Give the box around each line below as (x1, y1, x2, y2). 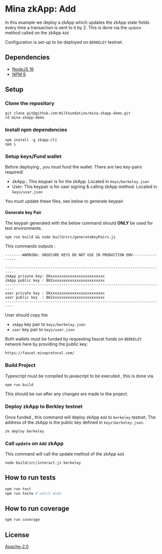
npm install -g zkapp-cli (5, 137, 57, 142)
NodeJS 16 (12, 66, 34, 72)
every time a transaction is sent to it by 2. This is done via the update (5, 24, 142, 30)
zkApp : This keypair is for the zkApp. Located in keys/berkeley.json (12, 179, 149, 185)
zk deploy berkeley (5, 429, 44, 434)
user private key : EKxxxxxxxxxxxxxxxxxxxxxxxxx (5, 291, 105, 296)
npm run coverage (5, 517, 40, 522)
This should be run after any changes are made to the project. (5, 391, 128, 397)
